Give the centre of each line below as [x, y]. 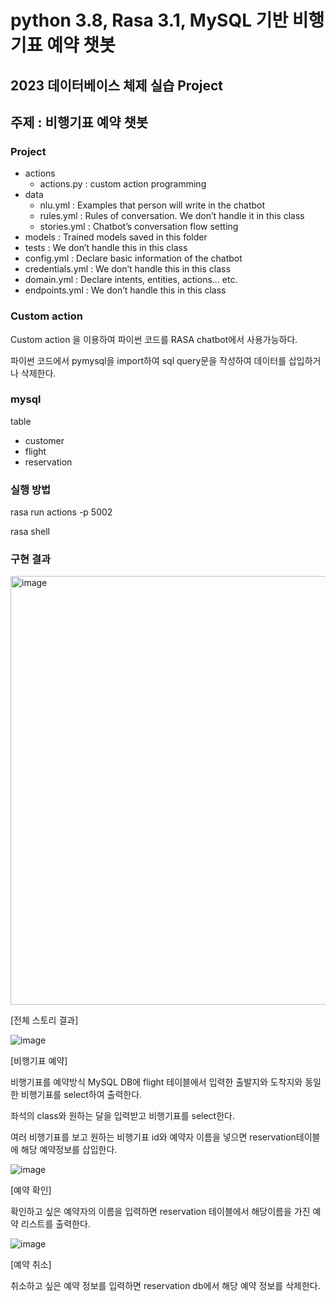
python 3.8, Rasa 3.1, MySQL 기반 [149, 20]
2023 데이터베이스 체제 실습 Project [117, 85]
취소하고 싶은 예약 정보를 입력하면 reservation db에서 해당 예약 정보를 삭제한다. [165, 1286]
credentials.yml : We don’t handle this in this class [127, 269]
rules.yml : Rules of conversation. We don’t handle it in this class [172, 216]
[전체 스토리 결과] [44, 1020]
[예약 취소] [31, 1265]
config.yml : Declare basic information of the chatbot [133, 258]
